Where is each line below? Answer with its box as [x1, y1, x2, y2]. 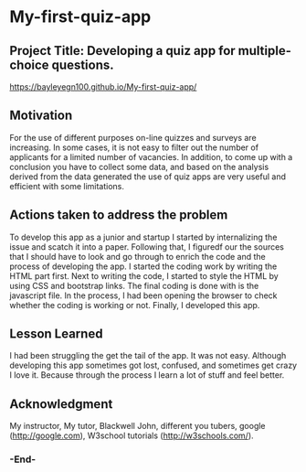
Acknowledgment [9, 396, 113, 412]
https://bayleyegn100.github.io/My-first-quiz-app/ [9, 81, 197, 92]
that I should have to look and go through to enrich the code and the [9, 251, 267, 262]
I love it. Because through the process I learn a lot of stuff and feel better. [9, 370, 285, 381]
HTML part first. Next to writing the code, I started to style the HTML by [9, 270, 279, 281]
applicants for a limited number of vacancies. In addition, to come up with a [9, 151, 293, 162]
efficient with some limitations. [9, 180, 125, 191]
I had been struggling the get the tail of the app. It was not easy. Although [9, 350, 287, 361]
